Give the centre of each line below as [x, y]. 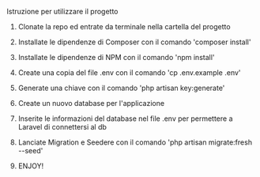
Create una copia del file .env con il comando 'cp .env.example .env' [129, 73]
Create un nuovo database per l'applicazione [91, 103]
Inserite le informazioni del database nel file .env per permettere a [125, 119]
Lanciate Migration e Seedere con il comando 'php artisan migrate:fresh [135, 142]
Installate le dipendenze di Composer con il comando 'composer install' [134, 42]
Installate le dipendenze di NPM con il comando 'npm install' [116, 57]
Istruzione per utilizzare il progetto [62, 11]
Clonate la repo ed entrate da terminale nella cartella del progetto [124, 26]
